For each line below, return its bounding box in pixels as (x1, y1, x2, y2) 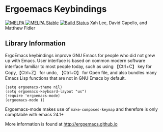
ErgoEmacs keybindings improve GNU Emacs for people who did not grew (5, 52, 156, 58)
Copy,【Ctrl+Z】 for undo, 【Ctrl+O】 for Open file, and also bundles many (5, 69, 157, 75)
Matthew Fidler (5, 25, 36, 31)
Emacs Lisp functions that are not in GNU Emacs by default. (5, 75, 126, 81)
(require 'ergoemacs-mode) (5, 93, 60, 98)
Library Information (5, 39, 66, 48)
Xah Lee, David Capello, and (90, 20, 147, 26)
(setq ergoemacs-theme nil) (5, 85, 63, 90)
